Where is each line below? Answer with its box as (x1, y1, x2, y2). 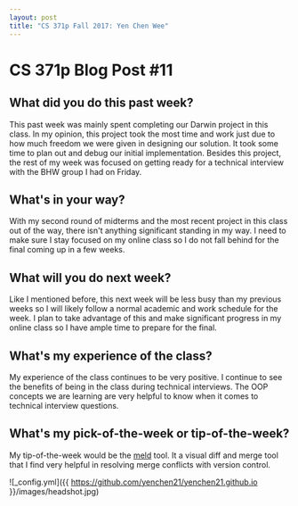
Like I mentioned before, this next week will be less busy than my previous (9, 294, 282, 304)
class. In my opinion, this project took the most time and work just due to (9, 129, 276, 139)
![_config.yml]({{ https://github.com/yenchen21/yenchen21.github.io (9, 477, 258, 487)
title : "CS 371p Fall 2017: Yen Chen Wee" (9, 21, 169, 30)
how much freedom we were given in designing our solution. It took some (9, 137, 278, 148)
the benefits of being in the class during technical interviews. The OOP (9, 381, 269, 392)
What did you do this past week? (9, 95, 194, 111)
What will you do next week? (9, 270, 172, 286)
